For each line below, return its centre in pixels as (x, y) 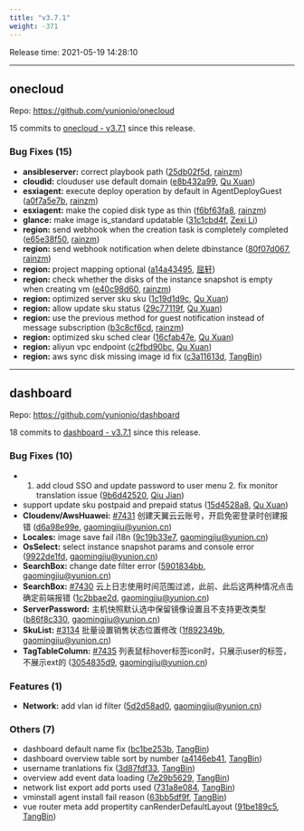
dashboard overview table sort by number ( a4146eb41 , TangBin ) (142, 759)
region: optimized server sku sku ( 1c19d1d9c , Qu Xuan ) (125, 298)
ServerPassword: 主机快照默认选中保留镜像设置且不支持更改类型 (144, 609)
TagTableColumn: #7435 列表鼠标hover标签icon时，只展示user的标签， (157, 651)
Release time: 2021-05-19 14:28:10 (74, 52)
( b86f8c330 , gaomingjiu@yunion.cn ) (91, 619)
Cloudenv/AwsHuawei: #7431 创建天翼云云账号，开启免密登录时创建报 (155, 515)
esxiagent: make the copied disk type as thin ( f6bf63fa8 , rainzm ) (144, 210)
